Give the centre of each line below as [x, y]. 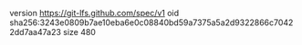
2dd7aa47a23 [36, 32]
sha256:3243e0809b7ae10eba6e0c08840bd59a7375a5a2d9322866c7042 [151, 22]
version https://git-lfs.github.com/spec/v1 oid [94, 13]
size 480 [79, 32]
